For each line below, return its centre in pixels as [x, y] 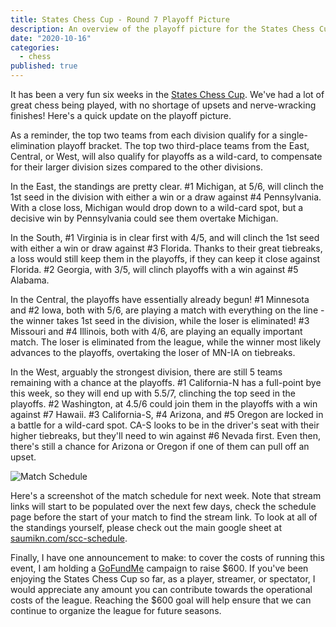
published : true [44, 66]
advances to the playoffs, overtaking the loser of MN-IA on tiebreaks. [153, 352]
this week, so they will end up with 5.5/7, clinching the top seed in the [153, 393]
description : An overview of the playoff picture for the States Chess [162, 29]
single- [293, 135]
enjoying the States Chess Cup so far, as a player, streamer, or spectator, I [163, 579]
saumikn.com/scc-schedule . [69, 538]
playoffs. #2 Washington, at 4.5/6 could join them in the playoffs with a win [164, 404]
